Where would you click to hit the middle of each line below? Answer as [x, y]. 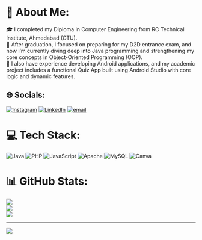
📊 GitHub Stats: [47, 181]
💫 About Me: [38, 12]
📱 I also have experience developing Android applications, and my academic [101, 63]
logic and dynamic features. [41, 76]
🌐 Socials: [26, 95]
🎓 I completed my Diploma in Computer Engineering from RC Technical [95, 29]
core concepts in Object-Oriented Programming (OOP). [75, 57]
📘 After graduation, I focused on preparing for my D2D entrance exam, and [99, 44]
